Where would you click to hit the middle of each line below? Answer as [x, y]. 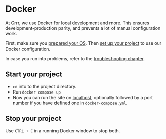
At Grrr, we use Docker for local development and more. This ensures [77, 23]
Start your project [34, 75]
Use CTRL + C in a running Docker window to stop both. [63, 131]
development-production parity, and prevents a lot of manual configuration [83, 28]
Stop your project [33, 119]
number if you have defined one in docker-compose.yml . [70, 103]
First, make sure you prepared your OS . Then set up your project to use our [84, 43]
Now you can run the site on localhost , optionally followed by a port [82, 97]
